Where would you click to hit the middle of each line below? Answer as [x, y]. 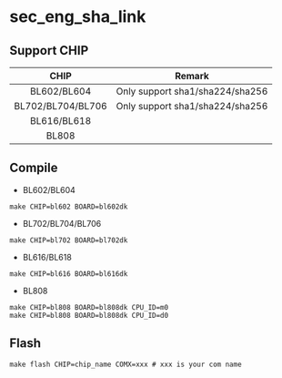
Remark [191, 76]
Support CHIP [49, 51]
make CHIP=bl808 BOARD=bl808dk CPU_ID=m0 [89, 307]
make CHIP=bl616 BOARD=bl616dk [69, 274]
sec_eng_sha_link [78, 17]
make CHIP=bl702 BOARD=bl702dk [69, 240]
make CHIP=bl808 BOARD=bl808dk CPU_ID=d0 [89, 315]
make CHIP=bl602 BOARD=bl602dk [69, 207]
